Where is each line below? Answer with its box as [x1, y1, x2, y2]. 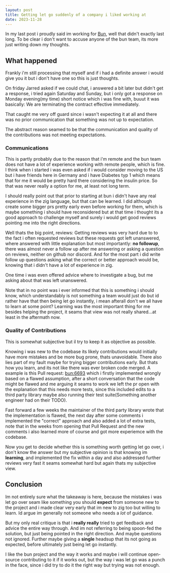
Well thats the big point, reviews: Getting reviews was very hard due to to [5, 230, 158, 236]
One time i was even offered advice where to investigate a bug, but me [5, 272, 153, 278]
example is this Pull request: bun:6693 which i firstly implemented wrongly [5, 370, 161, 376]
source [5, 556, 20, 562]
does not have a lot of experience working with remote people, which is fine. [5, 161, 165, 168]
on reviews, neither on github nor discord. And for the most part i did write [5, 251, 161, 257]
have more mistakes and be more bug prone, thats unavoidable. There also [5, 354, 162, 360]
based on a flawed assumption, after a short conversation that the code [5, 375, 155, 381]
